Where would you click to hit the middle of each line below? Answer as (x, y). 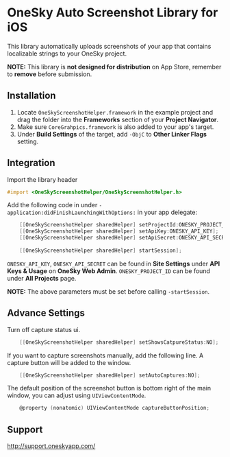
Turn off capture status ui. (44, 329)
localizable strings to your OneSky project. (67, 54)
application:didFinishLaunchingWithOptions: (72, 213)
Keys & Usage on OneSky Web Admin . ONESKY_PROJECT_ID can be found (109, 271)
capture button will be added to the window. (69, 362)
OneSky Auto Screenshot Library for (113, 13)
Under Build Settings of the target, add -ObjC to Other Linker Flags (112, 134)
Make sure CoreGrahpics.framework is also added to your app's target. (115, 127)
